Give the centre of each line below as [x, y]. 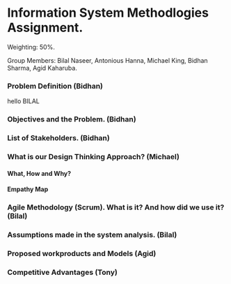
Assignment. [45, 28]
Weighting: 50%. [31, 47]
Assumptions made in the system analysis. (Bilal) [92, 235]
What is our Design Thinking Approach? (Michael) [93, 157]
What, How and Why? [39, 173]
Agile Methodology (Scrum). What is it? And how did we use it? [116, 207]
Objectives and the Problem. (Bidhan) [72, 119]
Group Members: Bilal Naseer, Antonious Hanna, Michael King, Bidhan [107, 60]
